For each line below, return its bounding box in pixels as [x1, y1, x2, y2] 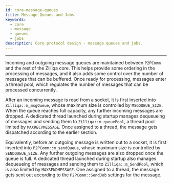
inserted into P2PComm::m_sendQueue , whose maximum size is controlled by [5, 144, 161, 151]
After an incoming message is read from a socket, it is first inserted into [5, 97, 156, 103]
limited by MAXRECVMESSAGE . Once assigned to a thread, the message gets [5, 124, 158, 130]
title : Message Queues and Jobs [5, 12, 74, 17]
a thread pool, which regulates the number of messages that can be [5, 81, 148, 87]
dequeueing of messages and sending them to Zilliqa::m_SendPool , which [5, 161, 164, 167]
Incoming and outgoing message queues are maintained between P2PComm [5, 59, 161, 65]
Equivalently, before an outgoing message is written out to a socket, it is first [5, 139, 166, 145]
